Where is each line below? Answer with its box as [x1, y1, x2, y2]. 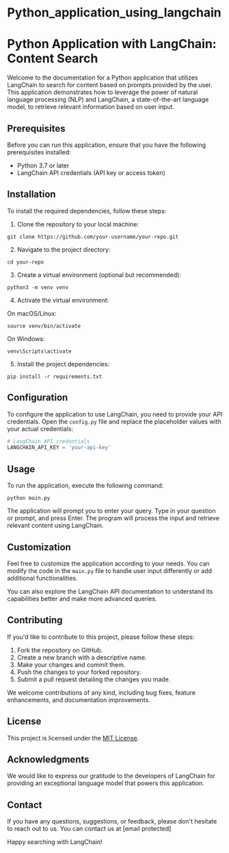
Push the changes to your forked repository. [16, 668, 142, 676]
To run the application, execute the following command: [7, 482, 164, 490]
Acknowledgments [7, 753, 90, 765]
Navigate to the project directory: [16, 245, 111, 253]
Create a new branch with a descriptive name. [16, 653, 147, 662]
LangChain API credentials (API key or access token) [16, 168, 166, 176]
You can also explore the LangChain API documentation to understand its [7, 587, 213, 595]
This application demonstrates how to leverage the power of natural [7, 88, 198, 97]
